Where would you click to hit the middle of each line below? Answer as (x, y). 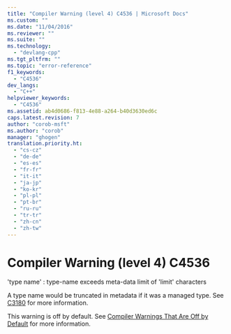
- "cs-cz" (28, 150)
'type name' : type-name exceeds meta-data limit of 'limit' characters (107, 282)
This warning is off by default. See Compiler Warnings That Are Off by (108, 317)
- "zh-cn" (28, 222)
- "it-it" (28, 176)
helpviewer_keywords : (39, 99)
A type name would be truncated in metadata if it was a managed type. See (115, 296)
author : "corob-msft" (39, 124)
